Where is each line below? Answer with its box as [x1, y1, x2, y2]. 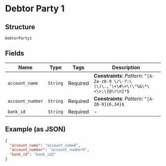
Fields [5, 49, 25, 57]
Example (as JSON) [5, 125, 66, 134]
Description [112, 64, 140, 71]
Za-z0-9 [93, 78, 112, 84]
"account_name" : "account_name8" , [9, 143, 81, 148]
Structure [5, 23, 36, 31]
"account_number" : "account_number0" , [9, 147, 90, 153]
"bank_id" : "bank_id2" [9, 152, 56, 157]
